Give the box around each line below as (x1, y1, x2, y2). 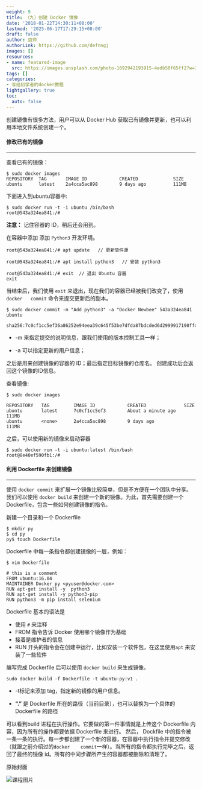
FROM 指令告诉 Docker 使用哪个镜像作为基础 (14, 629, 127, 636)
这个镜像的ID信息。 (11, 367, 59, 374)
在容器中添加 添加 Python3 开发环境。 (6, 233, 98, 241)
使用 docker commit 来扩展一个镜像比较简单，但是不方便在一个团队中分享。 (6, 486, 192, 493)
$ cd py (6, 531, 26, 537)
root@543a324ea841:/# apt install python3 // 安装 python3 (6, 259, 161, 265)
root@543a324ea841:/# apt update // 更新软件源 (6, 247, 129, 253)
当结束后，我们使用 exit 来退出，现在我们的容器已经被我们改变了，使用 (6, 287, 183, 294)
